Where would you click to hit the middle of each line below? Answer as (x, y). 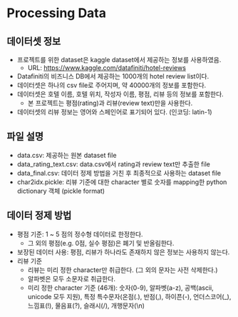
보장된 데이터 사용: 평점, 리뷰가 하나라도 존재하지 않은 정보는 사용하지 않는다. (123, 252)
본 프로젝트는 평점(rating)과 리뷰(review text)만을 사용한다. (110, 103)
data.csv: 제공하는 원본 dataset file (67, 155)
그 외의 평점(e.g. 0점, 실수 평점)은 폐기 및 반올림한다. (101, 243)
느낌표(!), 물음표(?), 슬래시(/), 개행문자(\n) (86, 306)
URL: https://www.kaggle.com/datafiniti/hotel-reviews (107, 68)
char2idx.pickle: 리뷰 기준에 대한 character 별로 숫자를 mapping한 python (122, 182)
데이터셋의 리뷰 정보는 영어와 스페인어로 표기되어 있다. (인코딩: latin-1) (114, 112)
